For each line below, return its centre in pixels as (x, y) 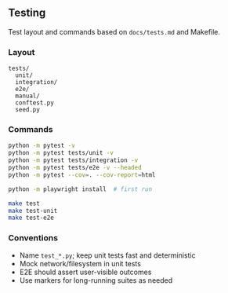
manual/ (28, 96)
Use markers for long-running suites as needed (96, 280)
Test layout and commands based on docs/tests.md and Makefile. (114, 31)
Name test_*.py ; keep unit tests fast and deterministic (107, 255)
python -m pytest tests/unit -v (61, 153)
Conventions (33, 238)
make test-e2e (31, 218)
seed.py (28, 110)
